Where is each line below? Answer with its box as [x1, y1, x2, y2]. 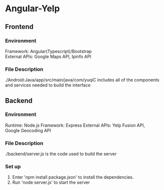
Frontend [5, 23, 34, 31]
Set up [5, 163, 21, 170]
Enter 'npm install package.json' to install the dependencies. [12, 174, 134, 180]
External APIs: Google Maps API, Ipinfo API [5, 54, 92, 59]
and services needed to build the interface [5, 82, 91, 88]
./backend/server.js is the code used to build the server [5, 151, 117, 157]
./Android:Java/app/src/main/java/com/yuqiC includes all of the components [5, 77, 160, 83]
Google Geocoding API [5, 127, 51, 133]
